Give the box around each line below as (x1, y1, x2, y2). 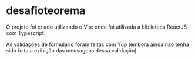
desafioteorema (6, 4, 86, 17)
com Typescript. (6, 29, 46, 36)
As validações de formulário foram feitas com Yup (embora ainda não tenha (6, 41, 189, 48)
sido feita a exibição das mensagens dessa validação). (6, 47, 139, 54)
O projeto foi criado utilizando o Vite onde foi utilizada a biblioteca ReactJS (6, 23, 187, 30)
